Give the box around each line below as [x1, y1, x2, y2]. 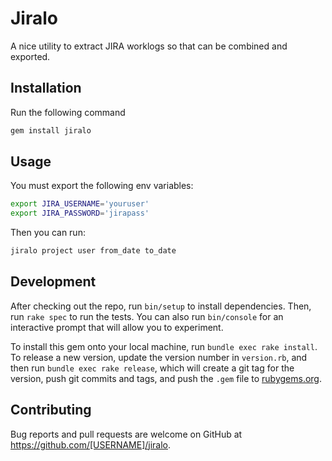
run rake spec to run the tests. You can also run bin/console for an [10, 310, 284, 322]
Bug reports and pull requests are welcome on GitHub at [10, 428, 243, 440]
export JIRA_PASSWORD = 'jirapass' [10, 208, 150, 219]
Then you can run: [10, 227, 86, 239]
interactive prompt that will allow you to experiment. [10, 321, 224, 333]
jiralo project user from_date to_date [10, 246, 177, 256]
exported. [10, 50, 51, 62]
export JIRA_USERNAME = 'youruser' [10, 199, 150, 209]
